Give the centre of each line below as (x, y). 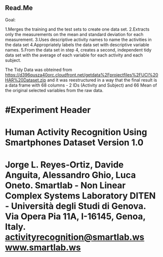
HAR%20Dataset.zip (26, 80)
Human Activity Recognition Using (76, 132)
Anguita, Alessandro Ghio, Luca (71, 175)
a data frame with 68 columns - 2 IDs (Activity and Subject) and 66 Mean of (81, 85)
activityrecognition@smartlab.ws (75, 237)
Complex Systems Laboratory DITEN (80, 196)
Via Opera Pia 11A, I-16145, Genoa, (75, 217)
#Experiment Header (48, 110)
